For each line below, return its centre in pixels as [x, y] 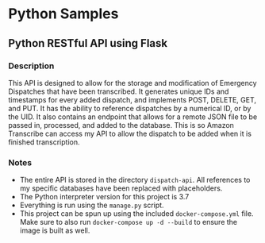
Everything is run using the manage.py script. [92, 205]
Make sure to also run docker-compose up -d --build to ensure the [129, 222]
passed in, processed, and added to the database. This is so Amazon [121, 125]
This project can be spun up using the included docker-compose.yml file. [136, 214]
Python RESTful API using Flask [88, 43]
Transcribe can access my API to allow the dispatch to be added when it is [130, 133]
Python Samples [63, 14]
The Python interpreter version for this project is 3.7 [104, 197]
